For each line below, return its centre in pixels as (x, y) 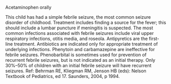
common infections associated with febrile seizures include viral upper (80, 33)
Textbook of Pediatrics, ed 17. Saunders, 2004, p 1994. (63, 76)
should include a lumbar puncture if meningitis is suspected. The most (79, 28)
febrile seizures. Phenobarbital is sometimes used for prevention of (76, 55)
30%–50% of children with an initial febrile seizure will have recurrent (78, 66)
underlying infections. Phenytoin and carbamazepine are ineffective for (80, 49)
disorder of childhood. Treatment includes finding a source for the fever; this (86, 23)
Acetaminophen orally (29, 7)
